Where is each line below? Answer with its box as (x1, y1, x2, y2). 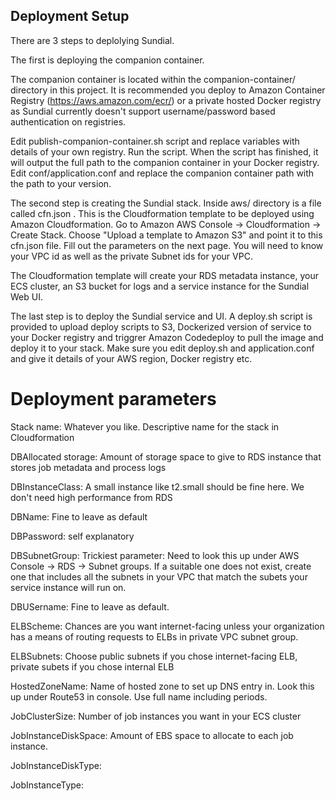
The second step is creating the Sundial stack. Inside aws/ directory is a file (10, 197, 322, 209)
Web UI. (10, 290, 43, 303)
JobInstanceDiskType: (10, 759, 102, 771)
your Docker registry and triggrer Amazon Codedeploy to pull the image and (10, 331, 324, 343)
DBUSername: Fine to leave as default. (10, 600, 170, 613)
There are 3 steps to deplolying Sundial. (10, 34, 175, 46)
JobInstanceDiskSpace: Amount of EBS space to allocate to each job (10, 729, 294, 741)
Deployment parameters (10, 388, 217, 410)
